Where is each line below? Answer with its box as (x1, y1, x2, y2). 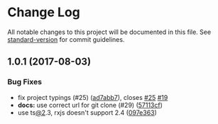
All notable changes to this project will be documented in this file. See (7, 28, 212, 36)
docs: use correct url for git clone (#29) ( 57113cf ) (17, 101, 163, 109)
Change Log (7, 4, 80, 21)
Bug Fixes (7, 77, 43, 87)
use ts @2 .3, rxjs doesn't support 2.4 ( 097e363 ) (17, 108, 158, 117)
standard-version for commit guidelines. (7, 35, 125, 43)
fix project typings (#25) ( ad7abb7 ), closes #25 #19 (17, 93, 168, 101)
